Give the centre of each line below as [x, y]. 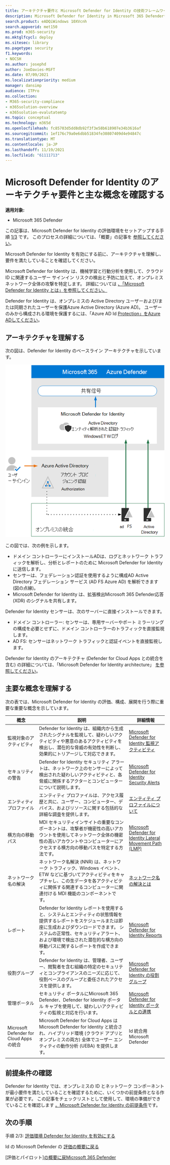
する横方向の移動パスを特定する [86, 848]
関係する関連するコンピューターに [83, 887]
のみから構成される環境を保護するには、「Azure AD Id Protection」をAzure [83, 314]
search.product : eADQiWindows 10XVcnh [46, 21]
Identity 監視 [142, 743]
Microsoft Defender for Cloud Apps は [78, 1021]
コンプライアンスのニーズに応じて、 [85, 973]
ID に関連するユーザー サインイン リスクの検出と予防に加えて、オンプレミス [84, 278]
